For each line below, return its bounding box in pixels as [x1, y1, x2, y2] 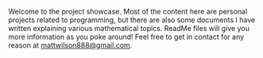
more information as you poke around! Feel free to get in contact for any [8, 32, 245, 41]
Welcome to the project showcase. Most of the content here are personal [8, 7, 248, 16]
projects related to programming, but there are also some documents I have [8, 15, 256, 25]
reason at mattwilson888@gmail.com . [8, 41, 133, 50]
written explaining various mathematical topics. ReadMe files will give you [8, 24, 250, 33]
